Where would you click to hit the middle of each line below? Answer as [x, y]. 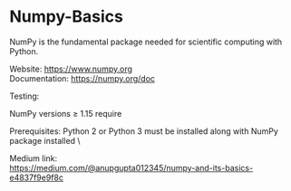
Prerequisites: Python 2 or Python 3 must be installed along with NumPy [144, 131]
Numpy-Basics [67, 17]
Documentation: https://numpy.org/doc [82, 78]
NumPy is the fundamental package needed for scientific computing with [146, 42]
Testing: [24, 96]
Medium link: [34, 158]
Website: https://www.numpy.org [71, 69]
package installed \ [45, 140]
